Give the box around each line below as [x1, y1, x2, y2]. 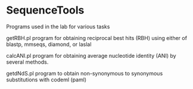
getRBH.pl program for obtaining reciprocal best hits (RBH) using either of [6, 34, 188, 41]
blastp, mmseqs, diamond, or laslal [6, 41, 92, 48]
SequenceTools [6, 4, 85, 17]
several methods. [6, 58, 49, 65]
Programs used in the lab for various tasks [6, 23, 110, 30]
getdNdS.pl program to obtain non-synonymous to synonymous [6, 70, 163, 77]
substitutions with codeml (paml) [6, 76, 87, 83]
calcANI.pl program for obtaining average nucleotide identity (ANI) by [6, 52, 177, 59]
